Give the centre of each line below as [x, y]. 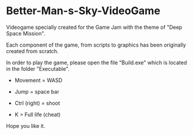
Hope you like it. [26, 126]
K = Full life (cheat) [37, 114]
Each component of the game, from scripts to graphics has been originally [96, 45]
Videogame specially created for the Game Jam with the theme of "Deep [94, 27]
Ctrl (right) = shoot [37, 103]
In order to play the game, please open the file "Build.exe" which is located [96, 62]
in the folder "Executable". [38, 68]
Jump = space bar [37, 91]
